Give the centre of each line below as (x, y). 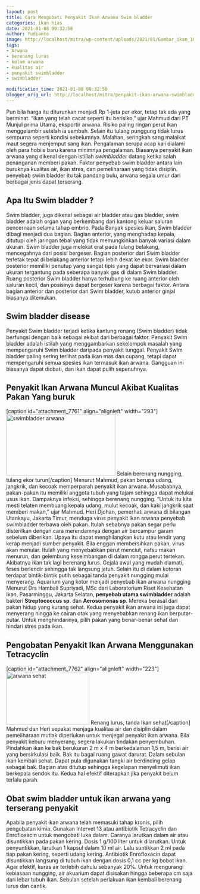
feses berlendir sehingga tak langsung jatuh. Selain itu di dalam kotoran (94, 569)
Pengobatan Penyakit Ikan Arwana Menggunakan (100, 645)
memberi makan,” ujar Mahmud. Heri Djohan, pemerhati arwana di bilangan (99, 512)
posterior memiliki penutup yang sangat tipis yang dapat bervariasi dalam (96, 266)
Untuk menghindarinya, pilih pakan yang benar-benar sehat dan (100, 620)
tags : (13, 45)
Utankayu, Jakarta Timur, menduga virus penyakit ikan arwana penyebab (96, 518)
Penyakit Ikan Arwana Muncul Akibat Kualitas (93, 387)
